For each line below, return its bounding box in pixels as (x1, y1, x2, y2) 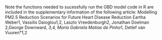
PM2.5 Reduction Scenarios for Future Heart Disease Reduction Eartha (5, 14, 146, 20)
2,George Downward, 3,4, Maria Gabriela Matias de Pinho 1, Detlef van (5, 25, 146, 30)
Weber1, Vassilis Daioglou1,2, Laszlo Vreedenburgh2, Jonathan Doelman (5, 19, 149, 25)
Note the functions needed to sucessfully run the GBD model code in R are (5, 4, 154, 10)
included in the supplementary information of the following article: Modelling (5, 9, 157, 15)
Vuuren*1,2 (5, 30, 28, 35)
